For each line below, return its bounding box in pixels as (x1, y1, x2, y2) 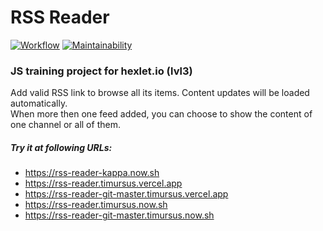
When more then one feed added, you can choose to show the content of (10, 108, 313, 120)
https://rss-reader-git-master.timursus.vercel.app (24, 188, 229, 200)
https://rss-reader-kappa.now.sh (24, 167, 160, 179)
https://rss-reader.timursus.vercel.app (24, 177, 183, 190)
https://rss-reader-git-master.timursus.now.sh (24, 209, 215, 221)
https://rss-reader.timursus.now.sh (24, 199, 168, 211)
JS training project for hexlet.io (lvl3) (10, 64, 193, 78)
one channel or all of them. (10, 119, 121, 131)
